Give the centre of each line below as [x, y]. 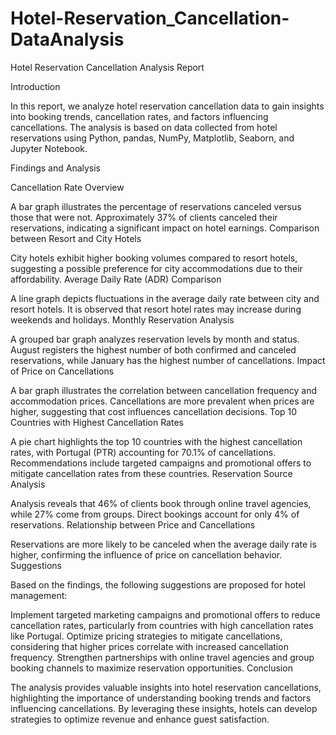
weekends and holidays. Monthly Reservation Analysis [122, 319]
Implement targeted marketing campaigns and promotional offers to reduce [165, 614]
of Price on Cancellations [62, 371]
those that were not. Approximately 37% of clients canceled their [144, 217]
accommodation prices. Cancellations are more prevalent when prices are [162, 401]
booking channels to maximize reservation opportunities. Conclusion [151, 668]
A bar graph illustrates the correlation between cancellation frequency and [164, 390]
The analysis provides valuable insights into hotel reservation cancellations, [166, 687]
